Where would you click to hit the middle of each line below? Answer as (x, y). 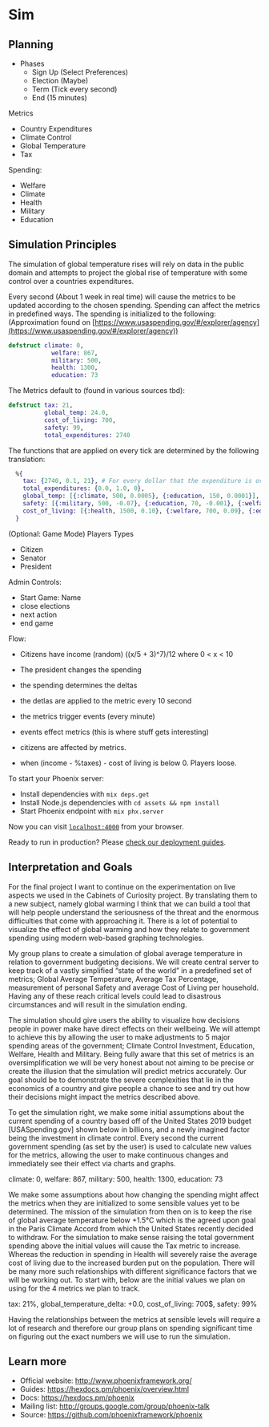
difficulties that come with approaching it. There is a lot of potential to (123, 921)
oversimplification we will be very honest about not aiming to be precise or (131, 1062)
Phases (32, 63)
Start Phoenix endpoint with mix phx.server (92, 811)
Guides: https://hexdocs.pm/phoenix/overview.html (104, 1389)
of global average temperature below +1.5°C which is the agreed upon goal (132, 1220)
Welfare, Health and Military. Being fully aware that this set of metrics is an (131, 1054)
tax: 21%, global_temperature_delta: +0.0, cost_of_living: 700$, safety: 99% (133, 1303)
